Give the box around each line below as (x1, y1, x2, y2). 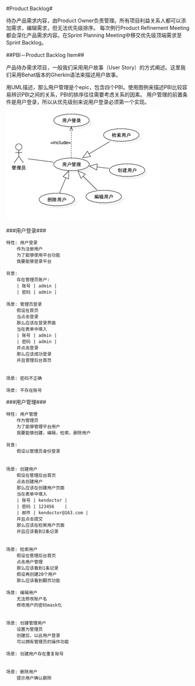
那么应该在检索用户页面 (16, 522, 65, 528)
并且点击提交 (16, 516, 43, 522)
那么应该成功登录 (16, 351, 52, 357)
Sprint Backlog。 (6, 39, 47, 46)
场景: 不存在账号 (6, 388, 42, 393)
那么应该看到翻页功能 (16, 578, 60, 583)
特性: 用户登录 (6, 240, 38, 246)
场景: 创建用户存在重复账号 (6, 651, 64, 657)
